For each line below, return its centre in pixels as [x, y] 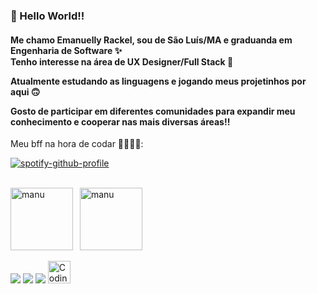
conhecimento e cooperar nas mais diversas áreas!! [120, 121]
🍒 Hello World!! [47, 16]
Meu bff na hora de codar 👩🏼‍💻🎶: [77, 144]
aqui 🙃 [25, 91]
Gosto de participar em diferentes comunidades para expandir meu [153, 111]
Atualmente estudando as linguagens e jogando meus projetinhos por [158, 81]
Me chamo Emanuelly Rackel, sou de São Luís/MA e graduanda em [151, 40]
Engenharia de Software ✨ [66, 50]
